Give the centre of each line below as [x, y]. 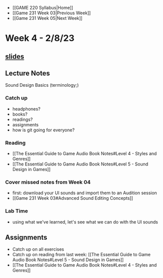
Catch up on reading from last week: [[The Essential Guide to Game [81, 255]
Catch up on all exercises [38, 249]
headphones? [26, 109]
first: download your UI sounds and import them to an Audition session [85, 193]
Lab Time [17, 211]
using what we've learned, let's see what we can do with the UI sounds [85, 222]
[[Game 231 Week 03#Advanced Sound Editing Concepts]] [73, 198]
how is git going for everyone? [43, 130]
